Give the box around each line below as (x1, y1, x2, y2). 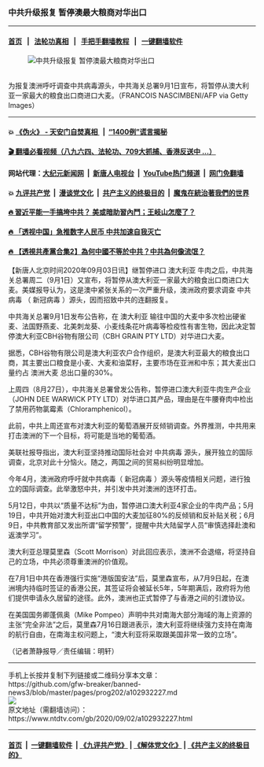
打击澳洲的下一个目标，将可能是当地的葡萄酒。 (8, 431, 159, 440)
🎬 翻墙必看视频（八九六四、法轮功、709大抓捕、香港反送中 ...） (8, 146, 216, 156)
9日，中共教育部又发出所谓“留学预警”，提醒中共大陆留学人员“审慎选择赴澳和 (8, 521, 256, 530)
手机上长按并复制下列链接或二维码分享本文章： (8, 671, 159, 680)
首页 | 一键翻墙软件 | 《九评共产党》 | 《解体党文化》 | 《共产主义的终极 (8, 740, 244, 750)
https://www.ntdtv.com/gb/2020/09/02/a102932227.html (8, 714, 193, 724)
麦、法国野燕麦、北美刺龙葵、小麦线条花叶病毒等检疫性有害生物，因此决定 (8, 321, 249, 332)
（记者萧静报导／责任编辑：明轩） (8, 647, 119, 656)
